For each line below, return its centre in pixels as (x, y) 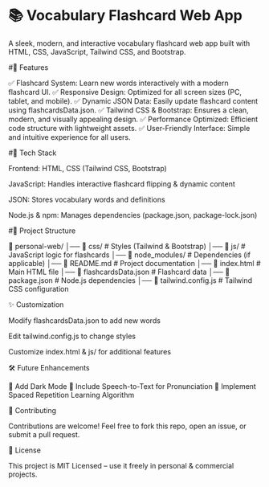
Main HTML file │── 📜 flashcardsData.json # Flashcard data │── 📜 (119, 272)
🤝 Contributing (33, 410)
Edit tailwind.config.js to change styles (72, 336)
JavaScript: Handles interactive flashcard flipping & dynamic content (122, 184)
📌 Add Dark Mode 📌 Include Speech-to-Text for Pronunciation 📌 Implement (132, 386)
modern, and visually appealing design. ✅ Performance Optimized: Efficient (133, 119)
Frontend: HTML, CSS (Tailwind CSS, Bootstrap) (88, 168)
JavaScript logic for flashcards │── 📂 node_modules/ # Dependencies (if (130, 255)
